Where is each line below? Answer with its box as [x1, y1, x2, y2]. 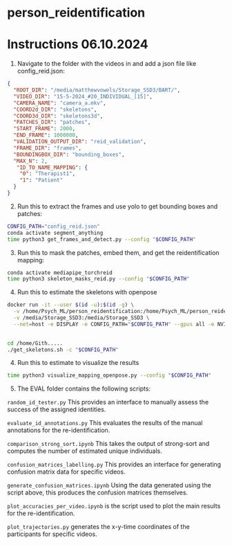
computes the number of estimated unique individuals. [7, 447, 162, 455]
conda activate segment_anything [7, 229, 104, 236]
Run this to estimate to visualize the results [17, 359, 139, 367]
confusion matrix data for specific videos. [7, 467, 126, 476]
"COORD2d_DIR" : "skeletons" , [13, 106, 97, 113]
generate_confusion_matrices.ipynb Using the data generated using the [7, 481, 212, 490]
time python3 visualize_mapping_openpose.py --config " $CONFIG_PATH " [7, 372, 212, 379]
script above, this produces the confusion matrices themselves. [7, 488, 188, 497]
